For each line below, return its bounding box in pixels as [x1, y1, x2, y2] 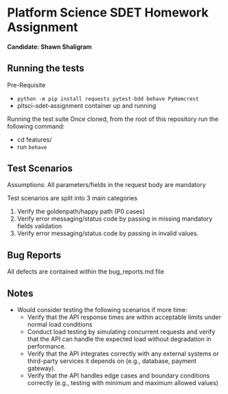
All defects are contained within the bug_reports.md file [7, 267, 165, 276]
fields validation [16, 222, 62, 230]
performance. [27, 342, 67, 351]
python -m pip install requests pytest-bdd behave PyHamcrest [16, 95, 199, 102]
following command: [7, 122, 65, 130]
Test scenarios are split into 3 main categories [7, 194, 138, 202]
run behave [16, 142, 47, 151]
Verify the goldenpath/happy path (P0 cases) [16, 208, 146, 216]
